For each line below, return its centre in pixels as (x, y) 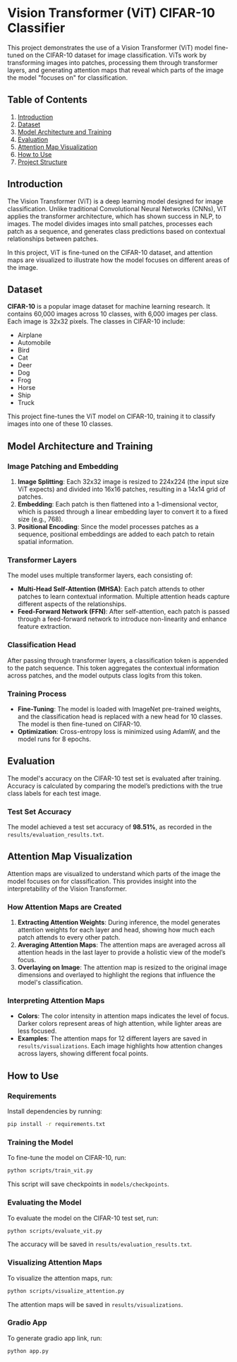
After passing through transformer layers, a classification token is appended (118, 660)
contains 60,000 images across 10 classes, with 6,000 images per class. (113, 314)
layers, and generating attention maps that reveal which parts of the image (116, 70)
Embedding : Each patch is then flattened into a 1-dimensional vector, (118, 504)
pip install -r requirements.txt (56, 1125)
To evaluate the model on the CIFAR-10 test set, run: (83, 1218)
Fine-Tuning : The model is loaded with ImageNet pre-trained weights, (119, 709)
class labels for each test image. (54, 793)
